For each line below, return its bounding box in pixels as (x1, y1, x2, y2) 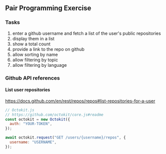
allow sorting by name (12, 51, 58, 57)
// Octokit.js (5, 107, 35, 113)
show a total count (12, 41, 51, 47)
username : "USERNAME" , (9, 140, 57, 145)
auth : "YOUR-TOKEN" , (9, 122, 52, 127)
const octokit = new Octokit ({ (5, 117, 70, 122)
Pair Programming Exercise (5, 4, 91, 12)
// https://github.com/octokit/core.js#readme (5, 112, 104, 117)
